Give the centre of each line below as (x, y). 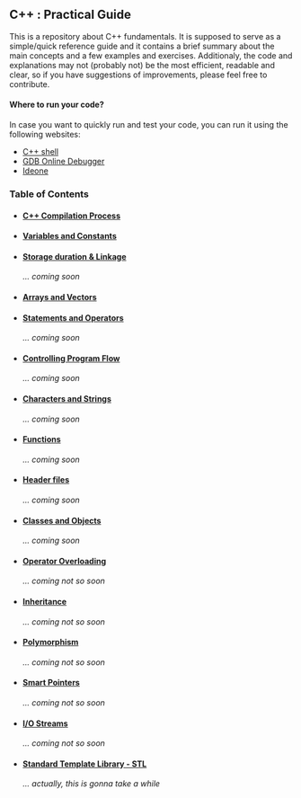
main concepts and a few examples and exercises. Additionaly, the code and (151, 55)
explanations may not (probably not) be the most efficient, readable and (142, 65)
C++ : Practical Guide (71, 15)
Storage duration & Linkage (74, 256)
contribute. (30, 84)
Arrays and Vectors (59, 297)
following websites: (45, 135)
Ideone (35, 171)
